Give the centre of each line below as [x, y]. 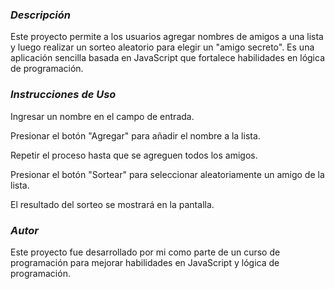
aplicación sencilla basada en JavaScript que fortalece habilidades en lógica [168, 58]
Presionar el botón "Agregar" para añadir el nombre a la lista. [135, 135]
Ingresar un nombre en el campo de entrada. [102, 116]
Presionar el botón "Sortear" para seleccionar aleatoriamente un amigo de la [167, 174]
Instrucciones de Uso [63, 95]
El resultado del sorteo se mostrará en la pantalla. [112, 204]
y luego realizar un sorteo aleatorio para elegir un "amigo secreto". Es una [162, 47]
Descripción [41, 15]
